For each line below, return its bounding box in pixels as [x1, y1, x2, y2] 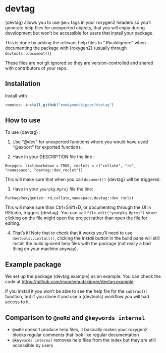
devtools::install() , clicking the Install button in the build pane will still [12, 235, 160, 241]
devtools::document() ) [5, 50, 52, 56]
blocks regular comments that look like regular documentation [12, 332, 139, 338]
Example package [5, 260, 61, 268]
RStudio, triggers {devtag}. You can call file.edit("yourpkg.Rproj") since [5, 210, 157, 216]
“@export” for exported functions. [12, 144, 82, 150]
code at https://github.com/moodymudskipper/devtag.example [5, 279, 134, 285]
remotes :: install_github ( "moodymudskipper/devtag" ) [5, 102, 114, 107]
